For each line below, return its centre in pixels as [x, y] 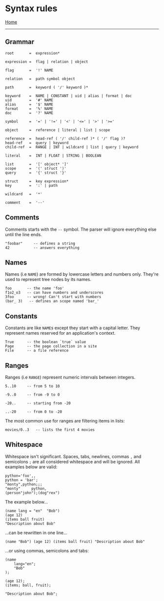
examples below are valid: [31, 467]
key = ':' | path [31, 185]
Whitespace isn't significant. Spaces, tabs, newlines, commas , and [73, 456]
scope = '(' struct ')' [36, 168]
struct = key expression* [37, 181]
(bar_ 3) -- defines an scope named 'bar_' [52, 301]
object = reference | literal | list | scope [58, 130]
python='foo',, [20, 476]
